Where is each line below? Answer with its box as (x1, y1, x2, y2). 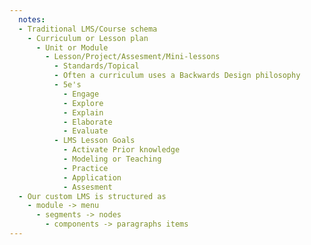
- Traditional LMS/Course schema (18, 24, 158, 34)
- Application (62, 172, 122, 183)
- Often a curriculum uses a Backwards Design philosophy (53, 71, 301, 81)
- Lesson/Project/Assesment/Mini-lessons (45, 52, 221, 62)
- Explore (62, 98, 104, 108)
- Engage (62, 89, 100, 99)
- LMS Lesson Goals (53, 136, 136, 146)
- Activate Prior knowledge (62, 145, 181, 155)
